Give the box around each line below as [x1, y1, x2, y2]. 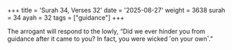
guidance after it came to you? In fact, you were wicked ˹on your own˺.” [7, 35, 213, 43]
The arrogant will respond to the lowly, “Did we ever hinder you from [7, 27, 206, 35]
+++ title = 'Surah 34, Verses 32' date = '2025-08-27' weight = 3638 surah [7, 6, 226, 14]
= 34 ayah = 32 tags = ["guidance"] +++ [7, 13, 124, 22]
